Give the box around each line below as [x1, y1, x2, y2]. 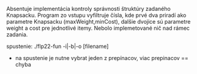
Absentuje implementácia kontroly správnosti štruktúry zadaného [6, 5, 171, 12]
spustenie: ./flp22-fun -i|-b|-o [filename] [6, 42, 109, 50]
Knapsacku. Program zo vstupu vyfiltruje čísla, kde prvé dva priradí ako [6, 12, 187, 19]
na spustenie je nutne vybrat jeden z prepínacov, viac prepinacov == [15, 55, 188, 61]
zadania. [6, 31, 28, 38]
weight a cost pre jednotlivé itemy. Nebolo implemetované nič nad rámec [6, 24, 190, 32]
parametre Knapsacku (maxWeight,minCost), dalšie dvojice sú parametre [6, 18, 191, 25]
